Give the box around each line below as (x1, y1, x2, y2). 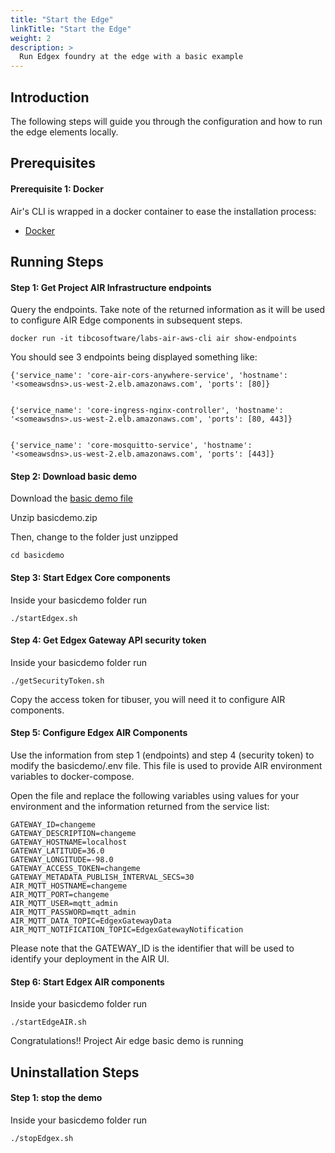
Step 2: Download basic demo (10, 470, 138, 482)
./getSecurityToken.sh (10, 676, 105, 686)
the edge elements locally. (10, 126, 119, 138)
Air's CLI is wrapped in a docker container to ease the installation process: (10, 205, 317, 217)
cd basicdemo (10, 551, 65, 561)
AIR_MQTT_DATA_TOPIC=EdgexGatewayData (10, 916, 172, 926)
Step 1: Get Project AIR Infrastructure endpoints (10, 281, 212, 293)
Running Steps (10, 253, 104, 270)
